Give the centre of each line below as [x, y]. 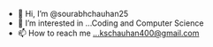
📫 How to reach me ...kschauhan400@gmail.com [108, 33]
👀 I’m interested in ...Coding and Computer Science [110, 23]
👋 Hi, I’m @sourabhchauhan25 [73, 14]
